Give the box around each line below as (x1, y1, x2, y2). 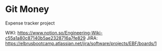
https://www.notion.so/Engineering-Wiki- (17, 29, 103, 35)
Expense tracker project (5, 20, 55, 26)
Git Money (5, 3, 49, 15)
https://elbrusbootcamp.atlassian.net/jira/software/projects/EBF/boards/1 (5, 40, 157, 46)
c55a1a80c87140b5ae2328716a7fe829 (5, 35, 86, 41)
